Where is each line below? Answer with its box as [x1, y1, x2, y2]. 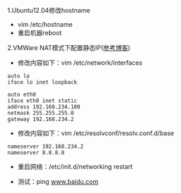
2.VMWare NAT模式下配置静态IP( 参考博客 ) [7, 44, 131, 51]
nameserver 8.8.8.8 [7, 149, 65, 156]
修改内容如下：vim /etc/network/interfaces [17, 58, 143, 67]
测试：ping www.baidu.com [17, 178, 99, 185]
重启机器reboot [17, 29, 62, 37]
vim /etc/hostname [17, 20, 73, 28]
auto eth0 [7, 91, 37, 98]
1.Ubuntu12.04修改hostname [7, 6, 90, 14]
